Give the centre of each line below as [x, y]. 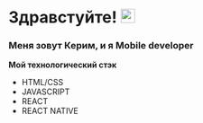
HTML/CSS [42, 83]
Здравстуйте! [63, 18]
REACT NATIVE [50, 111]
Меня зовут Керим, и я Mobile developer [101, 46]
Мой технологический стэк [63, 65]
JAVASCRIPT [46, 92]
